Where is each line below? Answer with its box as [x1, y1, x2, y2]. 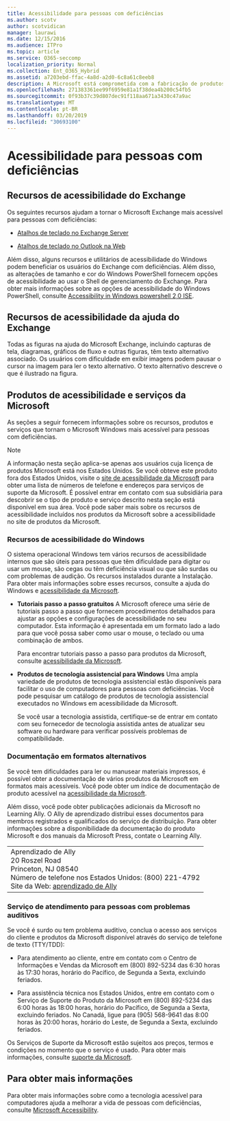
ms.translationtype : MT [7, 99, 75, 106]
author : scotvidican [7, 23, 66, 29]
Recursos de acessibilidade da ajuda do [7, 311, 180, 323]
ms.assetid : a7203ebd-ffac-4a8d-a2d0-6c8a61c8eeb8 [7, 73, 155, 81]
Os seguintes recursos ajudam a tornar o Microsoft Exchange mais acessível [7, 208, 223, 216]
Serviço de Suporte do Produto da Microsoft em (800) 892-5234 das [16, 996, 212, 1004]
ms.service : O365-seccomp [7, 55, 81, 62]
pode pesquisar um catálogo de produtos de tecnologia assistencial [16, 692, 209, 700]
